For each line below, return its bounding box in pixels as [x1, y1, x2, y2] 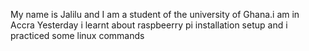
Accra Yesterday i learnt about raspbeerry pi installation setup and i [10, 19, 288, 31]
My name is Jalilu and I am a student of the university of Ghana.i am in [10, 9, 300, 20]
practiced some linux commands [10, 30, 145, 41]
